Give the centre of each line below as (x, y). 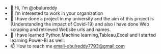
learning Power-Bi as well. (37, 40)
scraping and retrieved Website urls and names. (60, 30)
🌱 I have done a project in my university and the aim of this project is (82, 19)
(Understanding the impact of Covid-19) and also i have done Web (79, 24)
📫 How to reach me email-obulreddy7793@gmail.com (67, 46)
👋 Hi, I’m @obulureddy (34, 8)
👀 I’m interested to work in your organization (57, 13)
